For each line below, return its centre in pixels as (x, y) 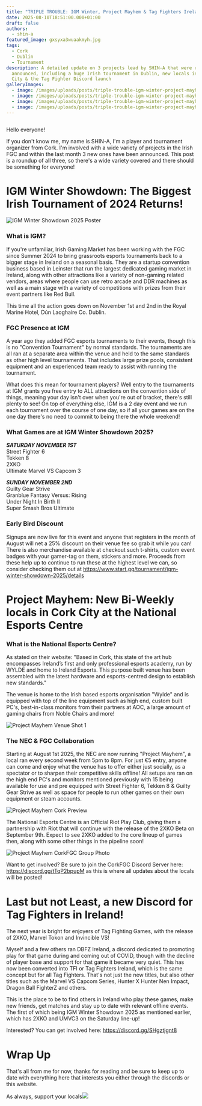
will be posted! (24, 878)
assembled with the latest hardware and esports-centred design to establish (101, 676)
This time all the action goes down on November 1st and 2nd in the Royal (96, 305)
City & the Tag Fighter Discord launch (62, 79)
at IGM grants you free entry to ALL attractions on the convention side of (96, 391)
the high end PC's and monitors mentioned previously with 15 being (90, 780)
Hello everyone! (26, 130)
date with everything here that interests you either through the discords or (98, 1078)
